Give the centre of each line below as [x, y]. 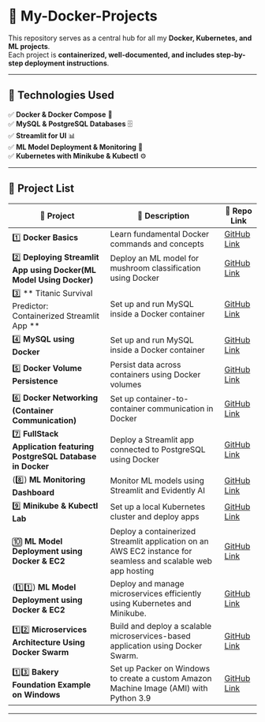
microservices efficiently [156, 593]
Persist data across [146, 365]
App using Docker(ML [54, 270]
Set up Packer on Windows [160, 668]
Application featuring [53, 447]
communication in [180, 409]
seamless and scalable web [161, 561]
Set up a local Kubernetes [158, 507]
